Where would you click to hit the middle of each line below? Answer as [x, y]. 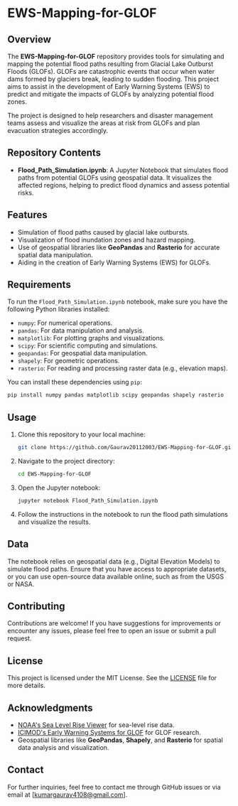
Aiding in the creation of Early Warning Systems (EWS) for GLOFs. [114, 262]
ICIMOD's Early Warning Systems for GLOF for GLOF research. [109, 732]
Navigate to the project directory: [66, 461]
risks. [26, 193]
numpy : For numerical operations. [65, 323]
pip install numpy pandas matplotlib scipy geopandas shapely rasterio [115, 395]
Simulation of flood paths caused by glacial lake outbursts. [103, 232]
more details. [27, 686]
